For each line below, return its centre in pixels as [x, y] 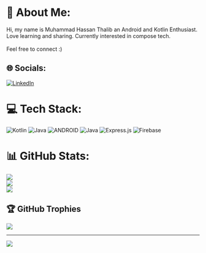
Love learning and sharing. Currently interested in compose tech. [88, 36]
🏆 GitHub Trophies [44, 209]
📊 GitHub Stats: [48, 156]
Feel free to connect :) [34, 49]
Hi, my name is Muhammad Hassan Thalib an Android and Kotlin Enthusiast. [102, 29]
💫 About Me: [39, 13]
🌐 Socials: [26, 68]
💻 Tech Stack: [44, 109]
